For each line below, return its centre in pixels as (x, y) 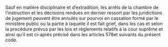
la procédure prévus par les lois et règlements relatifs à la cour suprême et (84, 29)
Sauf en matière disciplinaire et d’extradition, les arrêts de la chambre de (82, 7)
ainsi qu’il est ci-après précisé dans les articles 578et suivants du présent (83, 34)
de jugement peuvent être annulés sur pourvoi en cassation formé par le (82, 18)
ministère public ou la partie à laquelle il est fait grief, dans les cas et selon (84, 24)
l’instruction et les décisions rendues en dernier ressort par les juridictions (84, 13)
